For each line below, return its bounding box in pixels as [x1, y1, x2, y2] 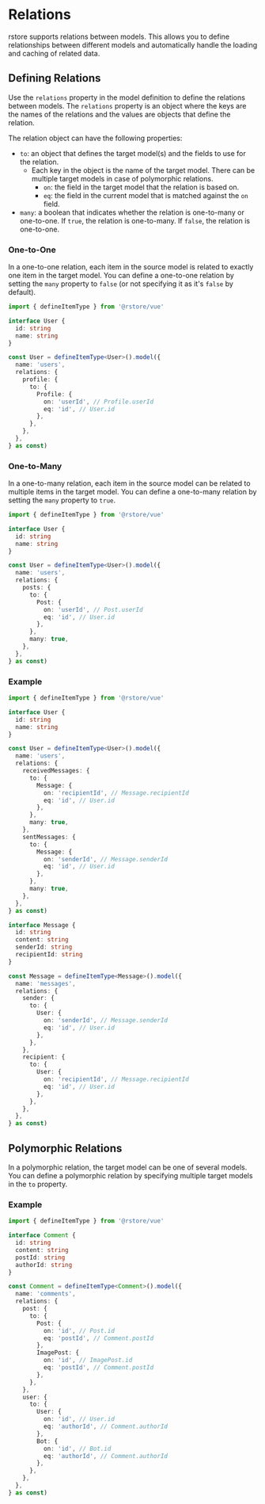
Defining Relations [8, 71, 101, 85]
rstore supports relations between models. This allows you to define [8, 32, 230, 41]
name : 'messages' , [15, 979, 77, 987]
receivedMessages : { [22, 767, 90, 775]
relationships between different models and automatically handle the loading [8, 40, 258, 49]
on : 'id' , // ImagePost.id [43, 1357, 133, 1365]
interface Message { [8, 921, 77, 929]
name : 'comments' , [15, 1290, 77, 1298]
